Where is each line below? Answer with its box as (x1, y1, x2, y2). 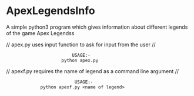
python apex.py (61, 57, 99, 63)
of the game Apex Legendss (6, 29, 75, 36)
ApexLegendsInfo (6, 4, 95, 18)
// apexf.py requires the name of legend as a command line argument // (6, 67, 179, 74)
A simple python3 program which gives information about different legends (6, 23, 188, 30)
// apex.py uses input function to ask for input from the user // (6, 41, 156, 48)
